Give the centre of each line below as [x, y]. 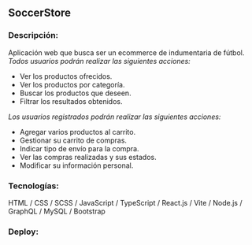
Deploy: [24, 232]
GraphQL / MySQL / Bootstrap [57, 211]
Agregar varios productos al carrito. [78, 132]
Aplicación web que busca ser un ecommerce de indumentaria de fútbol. [126, 52]
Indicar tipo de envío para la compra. [79, 148]
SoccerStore [40, 13]
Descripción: [33, 35]
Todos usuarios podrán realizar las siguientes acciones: [99, 61]
